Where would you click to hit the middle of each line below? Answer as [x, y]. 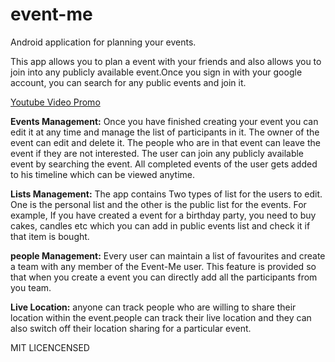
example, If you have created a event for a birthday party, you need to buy [163, 215]
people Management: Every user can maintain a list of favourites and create [168, 255]
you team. [31, 287]
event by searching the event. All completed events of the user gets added [164, 164]
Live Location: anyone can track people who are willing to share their [153, 307]
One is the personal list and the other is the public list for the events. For [158, 204]
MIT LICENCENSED [50, 347]
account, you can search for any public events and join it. [128, 82]
